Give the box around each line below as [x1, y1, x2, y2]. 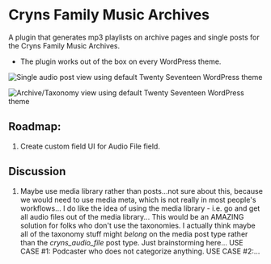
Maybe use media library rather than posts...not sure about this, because [19, 186, 263, 195]
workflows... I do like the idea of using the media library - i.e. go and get [19, 203, 260, 213]
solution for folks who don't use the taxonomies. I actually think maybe [19, 220, 256, 230]
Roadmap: [8, 119, 61, 134]
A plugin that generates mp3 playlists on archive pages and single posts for [8, 32, 260, 42]
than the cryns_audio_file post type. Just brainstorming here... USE [19, 237, 244, 247]
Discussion [8, 165, 66, 178]
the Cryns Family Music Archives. [8, 40, 121, 50]
